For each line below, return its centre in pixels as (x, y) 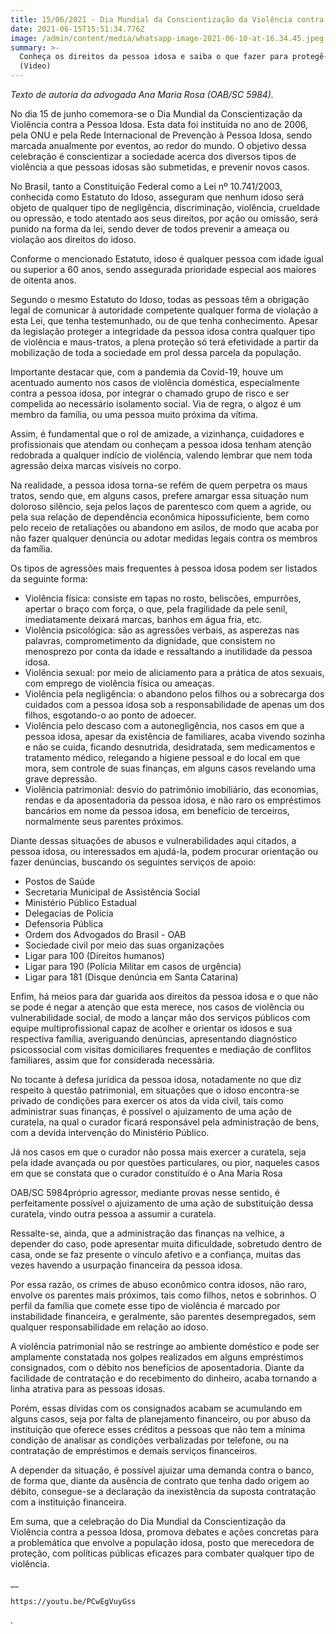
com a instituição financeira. (68, 1502)
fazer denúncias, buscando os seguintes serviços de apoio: (133, 862)
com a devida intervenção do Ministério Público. (110, 1132)
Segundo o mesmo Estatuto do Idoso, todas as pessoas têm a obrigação (160, 299)
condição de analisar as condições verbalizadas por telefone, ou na (150, 1440)
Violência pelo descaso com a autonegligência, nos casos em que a (164, 725)
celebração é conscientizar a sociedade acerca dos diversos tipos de (153, 156)
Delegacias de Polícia (69, 913)
